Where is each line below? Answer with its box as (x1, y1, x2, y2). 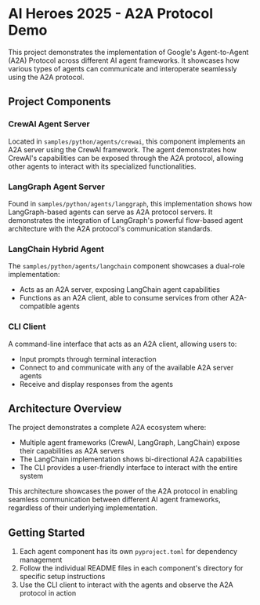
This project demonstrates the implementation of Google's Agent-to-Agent (8, 47, 249, 56)
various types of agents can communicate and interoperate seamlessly (8, 64, 237, 73)
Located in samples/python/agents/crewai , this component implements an (8, 137, 246, 146)
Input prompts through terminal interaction (19, 354, 157, 363)
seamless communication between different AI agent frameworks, (8, 495, 221, 505)
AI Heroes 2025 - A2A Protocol (8, 5, 214, 23)
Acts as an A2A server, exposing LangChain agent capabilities (19, 285, 221, 294)
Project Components (8, 95, 111, 108)
